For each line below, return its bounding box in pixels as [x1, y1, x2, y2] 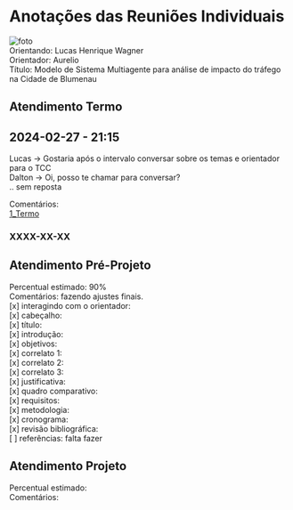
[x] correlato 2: [9, 357, 64, 368]
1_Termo [9, 208, 40, 219]
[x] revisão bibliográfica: [9, 423, 99, 433]
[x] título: [9, 319, 43, 330]
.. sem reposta [9, 182, 62, 192]
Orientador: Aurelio [9, 54, 79, 65]
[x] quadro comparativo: [9, 385, 98, 396]
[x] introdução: [9, 328, 64, 339]
